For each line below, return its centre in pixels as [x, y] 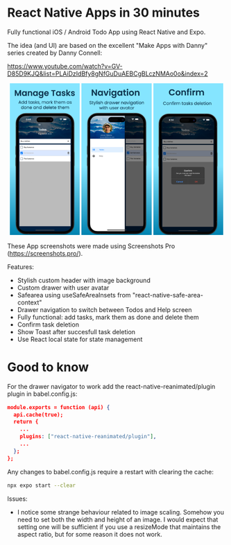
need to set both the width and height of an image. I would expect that [118, 519]
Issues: [17, 499]
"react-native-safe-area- [168, 295]
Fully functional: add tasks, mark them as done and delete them [108, 317]
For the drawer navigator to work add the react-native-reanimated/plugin [111, 386]
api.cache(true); [38, 415]
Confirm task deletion [48, 325]
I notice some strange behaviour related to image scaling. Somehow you [120, 512]
